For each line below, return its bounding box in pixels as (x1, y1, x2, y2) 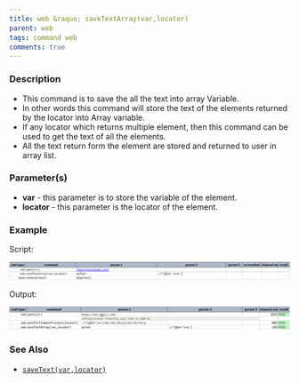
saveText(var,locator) (21, 365, 107, 374)
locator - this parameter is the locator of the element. (21, 201, 218, 212)
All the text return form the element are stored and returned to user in (21, 140, 277, 151)
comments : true (9, 43, 66, 52)
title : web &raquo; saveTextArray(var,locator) (9, 14, 190, 23)
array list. (21, 149, 57, 160)
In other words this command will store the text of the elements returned (21, 102, 287, 113)
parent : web (9, 23, 53, 33)
